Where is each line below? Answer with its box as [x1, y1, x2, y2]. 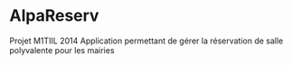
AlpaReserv [9, 5, 99, 26]
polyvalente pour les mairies [9, 44, 115, 55]
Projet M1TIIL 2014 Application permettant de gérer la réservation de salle [9, 35, 284, 46]
